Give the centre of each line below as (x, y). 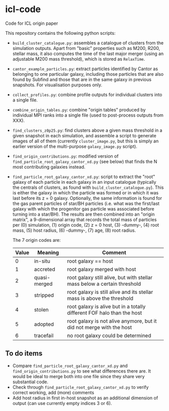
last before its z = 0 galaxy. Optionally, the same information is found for (87, 198)
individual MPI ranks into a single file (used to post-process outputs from (88, 115)
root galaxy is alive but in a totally (106, 306)
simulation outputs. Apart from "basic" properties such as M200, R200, (86, 48)
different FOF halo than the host (105, 313)
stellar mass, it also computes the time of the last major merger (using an (88, 54)
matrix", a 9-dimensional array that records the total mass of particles (84, 219)
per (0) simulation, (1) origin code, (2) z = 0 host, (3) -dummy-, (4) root (86, 225)
